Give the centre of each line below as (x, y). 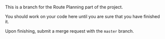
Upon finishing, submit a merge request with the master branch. (69, 31)
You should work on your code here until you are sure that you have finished (82, 16)
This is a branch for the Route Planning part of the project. (64, 7)
